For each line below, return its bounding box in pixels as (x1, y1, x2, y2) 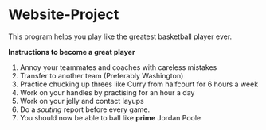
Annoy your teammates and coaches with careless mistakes (19, 62, 217, 72)
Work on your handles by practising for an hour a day (19, 87, 195, 97)
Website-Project (8, 6, 119, 24)
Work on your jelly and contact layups (19, 96, 145, 105)
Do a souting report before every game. (19, 105, 150, 114)
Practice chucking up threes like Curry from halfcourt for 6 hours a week (19, 79, 259, 89)
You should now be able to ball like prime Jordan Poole (19, 113, 201, 122)
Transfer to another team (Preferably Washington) (19, 71, 184, 80)
